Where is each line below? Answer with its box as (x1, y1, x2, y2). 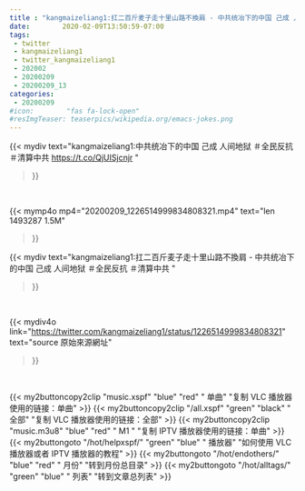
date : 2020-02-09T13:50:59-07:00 (9, 22, 165, 31)
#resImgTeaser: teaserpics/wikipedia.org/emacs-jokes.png (9, 115, 233, 124)
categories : (9, 89, 54, 98)
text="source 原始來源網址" (9, 337, 113, 348)
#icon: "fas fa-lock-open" (9, 106, 141, 115)
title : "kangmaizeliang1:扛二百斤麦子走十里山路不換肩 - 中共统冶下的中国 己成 (9, 13, 290, 23)
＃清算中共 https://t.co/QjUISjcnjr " (9, 152, 139, 164)
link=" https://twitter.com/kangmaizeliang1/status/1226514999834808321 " (9, 326, 286, 337)
